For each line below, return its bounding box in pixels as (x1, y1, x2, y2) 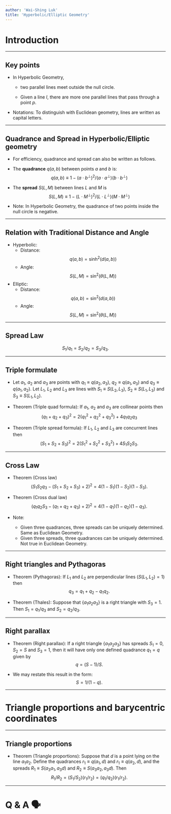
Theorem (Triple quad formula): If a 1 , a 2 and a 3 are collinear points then (12, 404, 163, 411)
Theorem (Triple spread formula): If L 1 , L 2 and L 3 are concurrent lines (12, 425, 158, 432)
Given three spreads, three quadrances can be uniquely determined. (20, 535, 164, 541)
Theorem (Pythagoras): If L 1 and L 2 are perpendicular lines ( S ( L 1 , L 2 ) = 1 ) (12, 574, 165, 581)
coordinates (5, 713, 58, 725)
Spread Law (5, 331, 44, 340)
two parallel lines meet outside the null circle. (20, 84, 116, 90)
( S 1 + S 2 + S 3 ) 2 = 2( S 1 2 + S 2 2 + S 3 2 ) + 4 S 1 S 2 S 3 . (40, 439, 139, 448)
